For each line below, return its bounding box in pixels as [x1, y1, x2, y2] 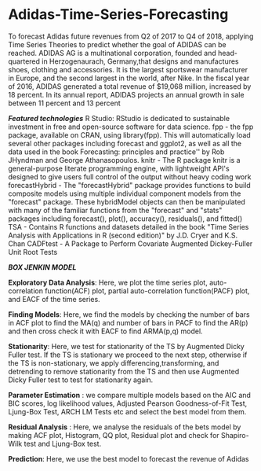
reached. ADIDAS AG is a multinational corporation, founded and [8, 48, 217, 57]
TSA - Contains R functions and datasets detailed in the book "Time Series [8, 222, 249, 231]
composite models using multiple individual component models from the [8, 189, 241, 198]
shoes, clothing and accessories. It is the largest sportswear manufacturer [8, 64, 248, 74]
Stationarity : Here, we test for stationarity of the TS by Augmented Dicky [8, 341, 245, 351]
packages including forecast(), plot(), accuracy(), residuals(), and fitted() [8, 214, 243, 223]
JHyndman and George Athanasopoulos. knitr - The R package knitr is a [8, 155, 241, 164]
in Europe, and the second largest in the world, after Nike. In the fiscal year [8, 73, 250, 83]
